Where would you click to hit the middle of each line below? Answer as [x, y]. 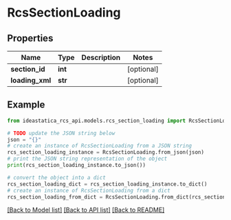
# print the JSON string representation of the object [87, 159]
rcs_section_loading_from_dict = [55, 197]
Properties [30, 38]
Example [26, 105]
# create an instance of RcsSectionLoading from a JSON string [100, 146]
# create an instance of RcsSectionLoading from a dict [89, 190]
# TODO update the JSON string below [61, 133]
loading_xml [31, 80]
